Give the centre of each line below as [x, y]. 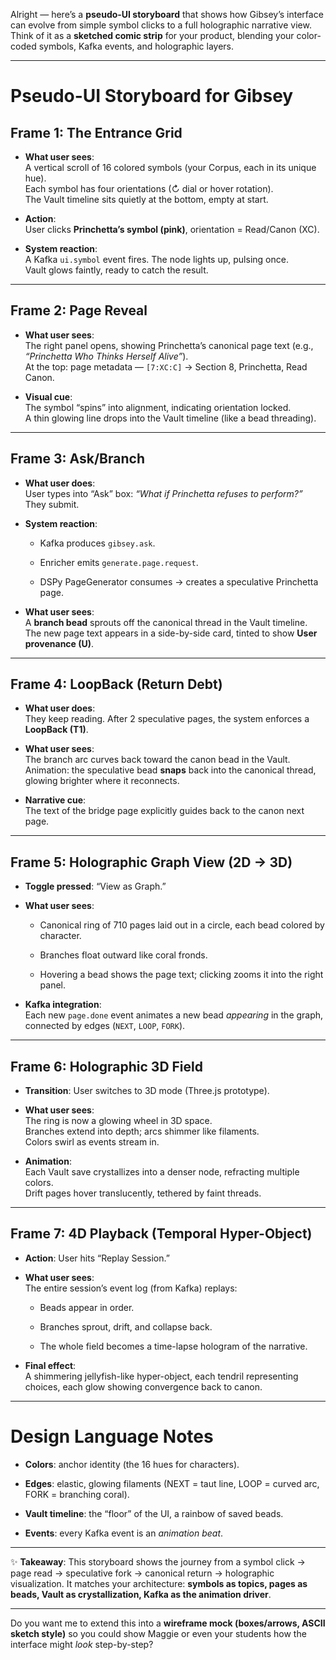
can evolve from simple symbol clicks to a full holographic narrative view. [161, 25]
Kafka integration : [63, 1005]
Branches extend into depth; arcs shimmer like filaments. [142, 1131]
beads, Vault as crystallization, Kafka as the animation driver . [141, 1594]
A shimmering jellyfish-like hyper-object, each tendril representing [161, 1376]
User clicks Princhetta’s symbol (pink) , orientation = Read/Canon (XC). [172, 229]
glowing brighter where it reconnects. [102, 781]
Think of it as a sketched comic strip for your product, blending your [152, 35]
